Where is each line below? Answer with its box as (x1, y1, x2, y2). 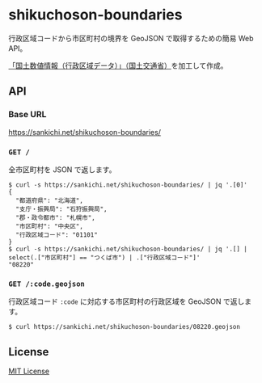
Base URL (8, 109, 47, 120)
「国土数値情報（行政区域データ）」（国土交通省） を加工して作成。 (8, 61, 228, 70)
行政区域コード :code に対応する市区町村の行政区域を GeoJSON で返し (8, 297, 245, 306)
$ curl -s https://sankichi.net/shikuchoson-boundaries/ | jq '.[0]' (8, 180, 248, 189)
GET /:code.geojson (8, 279, 85, 288)
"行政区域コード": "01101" (15, 230, 99, 239)
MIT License (8, 366, 50, 377)
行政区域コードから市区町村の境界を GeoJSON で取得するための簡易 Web (8, 33, 254, 43)
